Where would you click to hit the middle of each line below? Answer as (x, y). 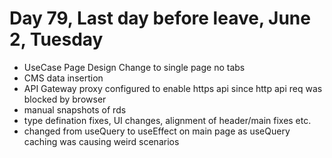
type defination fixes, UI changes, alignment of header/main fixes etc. (167, 120)
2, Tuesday (56, 39)
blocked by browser (65, 99)
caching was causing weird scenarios (101, 141)
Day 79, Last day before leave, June (160, 18)
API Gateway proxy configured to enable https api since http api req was (173, 88)
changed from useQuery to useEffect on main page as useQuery (157, 131)
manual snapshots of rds (75, 109)
